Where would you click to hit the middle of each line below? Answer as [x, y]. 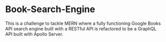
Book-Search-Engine [50, 9]
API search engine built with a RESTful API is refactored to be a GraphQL [81, 28]
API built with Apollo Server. [34, 34]
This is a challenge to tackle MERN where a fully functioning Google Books [83, 23]
